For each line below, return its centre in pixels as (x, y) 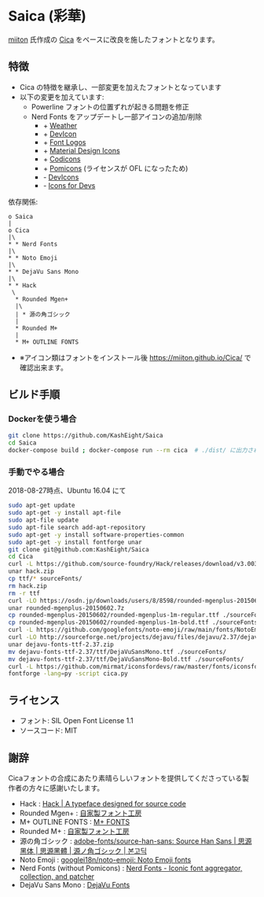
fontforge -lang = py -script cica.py (68, 674)
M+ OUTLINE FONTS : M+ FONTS (75, 821)
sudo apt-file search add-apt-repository (77, 527)
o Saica (21, 216)
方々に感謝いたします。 (66, 788)
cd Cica (21, 557)
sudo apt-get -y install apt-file (65, 513)
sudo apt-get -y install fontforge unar (75, 542)
